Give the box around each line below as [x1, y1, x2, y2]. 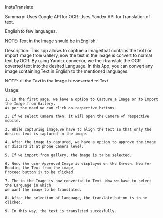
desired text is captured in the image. [5, 131, 89, 136]
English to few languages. [5, 28, 57, 34]
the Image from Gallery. [5, 101, 56, 106]
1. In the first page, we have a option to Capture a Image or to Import [5, 97, 159, 102]
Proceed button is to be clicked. [5, 170, 76, 175]
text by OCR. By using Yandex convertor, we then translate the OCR [5, 58, 141, 63]
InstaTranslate [5, 4, 33, 10]
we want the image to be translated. [5, 187, 82, 192]
